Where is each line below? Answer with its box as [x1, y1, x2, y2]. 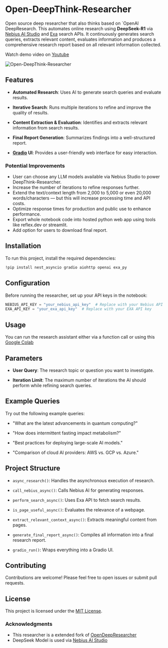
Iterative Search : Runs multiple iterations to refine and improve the [12, 104, 151, 110]
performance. [12, 211, 41, 217]
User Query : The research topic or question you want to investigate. [12, 367, 154, 373]
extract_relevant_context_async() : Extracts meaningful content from [12, 516, 157, 523]
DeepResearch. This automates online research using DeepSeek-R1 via [5, 25, 153, 31]
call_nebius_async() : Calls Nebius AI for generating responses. [12, 487, 144, 493]
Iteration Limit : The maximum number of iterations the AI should [12, 377, 146, 383]
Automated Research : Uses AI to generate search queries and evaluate [12, 89, 161, 95]
